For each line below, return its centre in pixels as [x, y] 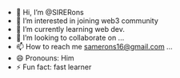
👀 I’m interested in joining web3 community [87, 21]
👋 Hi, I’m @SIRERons [50, 12]
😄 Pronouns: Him [45, 58]
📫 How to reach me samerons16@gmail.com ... [94, 47]
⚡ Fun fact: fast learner [54, 67]
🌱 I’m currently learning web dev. [70, 29]
